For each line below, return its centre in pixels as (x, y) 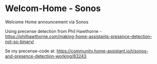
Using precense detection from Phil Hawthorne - (53, 31)
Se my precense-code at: (30, 51)
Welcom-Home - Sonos (53, 8)
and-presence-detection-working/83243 (46, 56)
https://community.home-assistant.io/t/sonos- (102, 51)
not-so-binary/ (20, 41)
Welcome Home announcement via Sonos (47, 22)
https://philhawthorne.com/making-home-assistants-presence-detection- (78, 36)
